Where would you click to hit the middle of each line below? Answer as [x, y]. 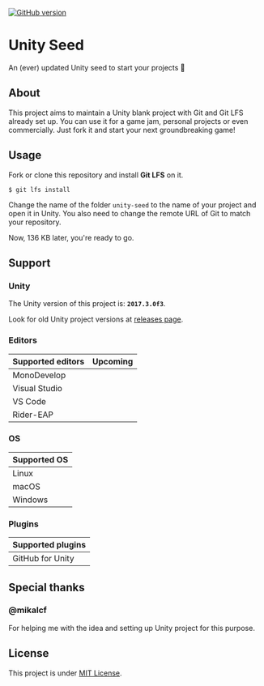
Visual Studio [38, 388]
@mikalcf [28, 610]
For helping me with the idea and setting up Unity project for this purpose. [132, 628]
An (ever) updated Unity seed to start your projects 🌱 [97, 67]
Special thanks [47, 587]
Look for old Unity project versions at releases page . [96, 319]
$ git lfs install [39, 190]
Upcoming [113, 361]
